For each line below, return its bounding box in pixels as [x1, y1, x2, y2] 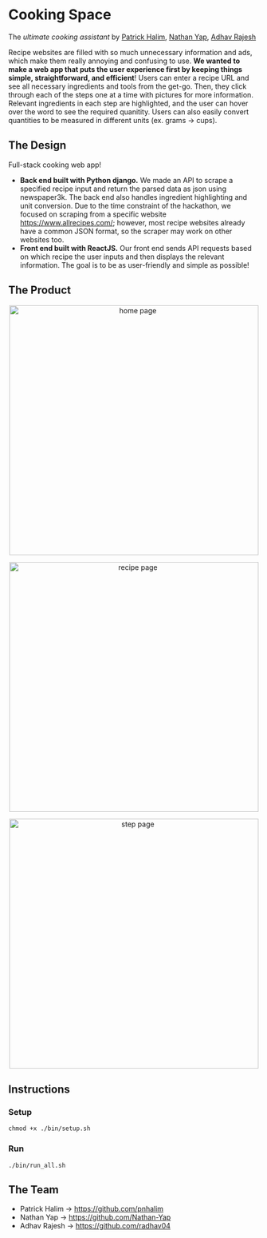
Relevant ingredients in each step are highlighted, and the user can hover [8, 98, 249, 108]
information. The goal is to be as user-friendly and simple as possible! [19, 260, 249, 269]
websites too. [19, 234, 65, 245]
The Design [8, 138, 67, 153]
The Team [8, 1183, 60, 1196]
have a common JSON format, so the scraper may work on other [19, 226, 233, 236]
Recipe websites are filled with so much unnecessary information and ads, [8, 47, 253, 57]
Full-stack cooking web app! [8, 160, 102, 169]
